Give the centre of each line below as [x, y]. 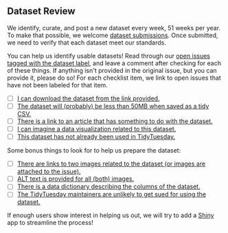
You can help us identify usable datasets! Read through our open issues [109, 56]
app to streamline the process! [50, 223]
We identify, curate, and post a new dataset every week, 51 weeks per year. [114, 27]
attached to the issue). [49, 172]
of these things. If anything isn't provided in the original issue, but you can [112, 70]
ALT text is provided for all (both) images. [76, 179]
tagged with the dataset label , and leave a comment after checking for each [114, 63]
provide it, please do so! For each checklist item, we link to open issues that [114, 78]
